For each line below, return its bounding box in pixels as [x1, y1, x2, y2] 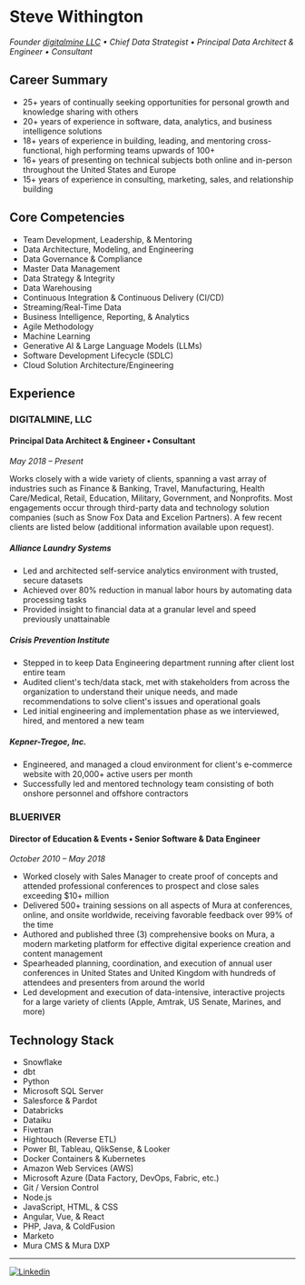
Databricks [22, 1104, 64, 1115]
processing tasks [22, 594, 87, 605]
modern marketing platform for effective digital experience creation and [22, 939, 291, 950]
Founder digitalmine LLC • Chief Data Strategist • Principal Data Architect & [9, 36, 295, 47]
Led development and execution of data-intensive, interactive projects [22, 987, 286, 998]
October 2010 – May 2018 [9, 853, 106, 864]
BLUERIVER [9, 811, 62, 823]
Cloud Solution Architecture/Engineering [22, 359, 174, 370]
